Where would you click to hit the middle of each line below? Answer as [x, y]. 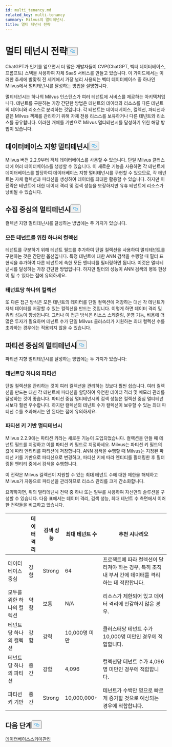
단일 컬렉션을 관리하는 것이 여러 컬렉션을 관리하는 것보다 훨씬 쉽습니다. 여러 [80, 386]
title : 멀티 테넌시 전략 [28, 24]
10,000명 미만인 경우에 [130, 636]
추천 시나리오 [133, 534]
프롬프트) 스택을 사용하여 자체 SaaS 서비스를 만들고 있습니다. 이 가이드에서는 [82, 73]
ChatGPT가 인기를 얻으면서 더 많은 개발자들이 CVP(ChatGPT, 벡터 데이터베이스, [85, 67]
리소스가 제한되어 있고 [128, 596]
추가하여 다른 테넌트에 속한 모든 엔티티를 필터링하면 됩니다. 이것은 [84, 263]
